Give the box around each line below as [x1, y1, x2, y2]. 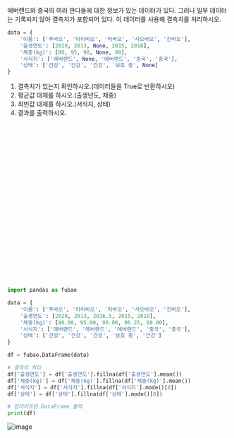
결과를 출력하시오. [17, 109, 67, 117]
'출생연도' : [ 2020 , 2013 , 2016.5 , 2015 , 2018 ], [20, 312, 156, 319]
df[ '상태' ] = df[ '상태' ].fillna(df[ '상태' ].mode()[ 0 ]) [7, 391, 164, 398]
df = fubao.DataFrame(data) [7, 352, 90, 359]
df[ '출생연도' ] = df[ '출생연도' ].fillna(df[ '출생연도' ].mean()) [7, 370, 183, 378]
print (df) [7, 410, 37, 417]
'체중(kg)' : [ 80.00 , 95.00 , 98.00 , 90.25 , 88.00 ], [20, 319, 169, 326]
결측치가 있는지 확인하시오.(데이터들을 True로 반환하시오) [17, 82, 175, 90]
